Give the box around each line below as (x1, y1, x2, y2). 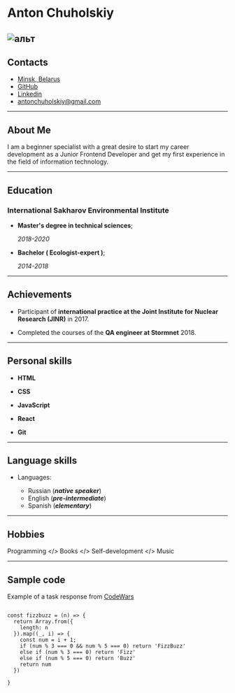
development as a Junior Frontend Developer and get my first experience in (7, 150, 225, 159)
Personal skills (7, 355, 72, 367)
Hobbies (7, 528, 45, 540)
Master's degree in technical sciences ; (17, 221, 133, 229)
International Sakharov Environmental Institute (7, 205, 169, 215)
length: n (20, 624, 49, 631)
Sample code (7, 573, 66, 585)
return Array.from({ (13, 617, 73, 625)
